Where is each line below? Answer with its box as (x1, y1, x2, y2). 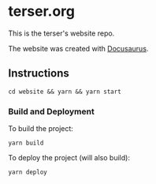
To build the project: (8, 124, 73, 133)
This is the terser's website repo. (8, 28, 115, 38)
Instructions (8, 66, 69, 81)
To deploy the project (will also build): (8, 153, 130, 163)
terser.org (8, 2, 76, 21)
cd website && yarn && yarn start (8, 88, 122, 96)
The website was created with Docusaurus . (8, 43, 149, 53)
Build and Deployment (8, 106, 95, 117)
